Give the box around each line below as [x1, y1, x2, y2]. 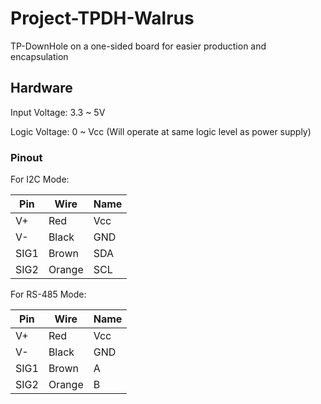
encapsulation [10, 50, 69, 62]
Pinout [10, 150, 43, 164]
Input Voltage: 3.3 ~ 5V [10, 106, 106, 118]
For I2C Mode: [10, 173, 70, 186]
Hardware [10, 80, 73, 97]
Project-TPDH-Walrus [10, 7, 195, 30]
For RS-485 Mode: [10, 288, 87, 301]
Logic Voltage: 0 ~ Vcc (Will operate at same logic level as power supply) [10, 125, 312, 137]
